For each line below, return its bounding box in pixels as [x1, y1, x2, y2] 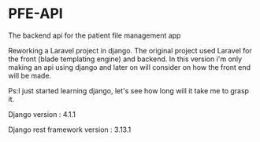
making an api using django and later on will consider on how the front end [8, 62, 251, 71]
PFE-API [8, 5, 63, 23]
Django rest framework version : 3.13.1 [8, 125, 132, 134]
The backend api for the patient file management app [8, 31, 181, 40]
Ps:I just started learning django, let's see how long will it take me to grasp [8, 86, 250, 95]
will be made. [8, 71, 52, 80]
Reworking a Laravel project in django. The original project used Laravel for [8, 46, 252, 55]
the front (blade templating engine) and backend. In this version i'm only [8, 54, 243, 64]
